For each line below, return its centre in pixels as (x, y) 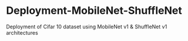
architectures (22, 32)
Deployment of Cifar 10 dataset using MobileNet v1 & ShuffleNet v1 (87, 27)
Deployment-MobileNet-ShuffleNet (94, 11)
